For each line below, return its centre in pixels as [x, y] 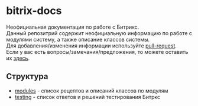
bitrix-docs [34, 11]
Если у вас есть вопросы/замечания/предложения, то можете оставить [97, 52]
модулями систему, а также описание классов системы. [78, 39]
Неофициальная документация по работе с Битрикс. [73, 27]
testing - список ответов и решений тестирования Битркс [87, 97]
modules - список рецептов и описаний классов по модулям [91, 90]
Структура [27, 76]
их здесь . [18, 58]
